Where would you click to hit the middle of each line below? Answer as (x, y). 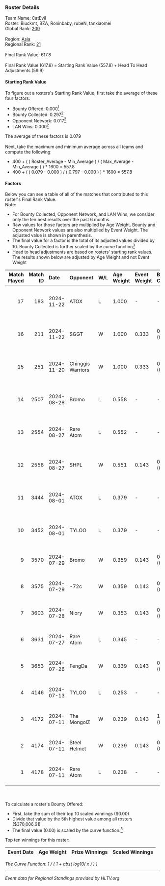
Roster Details (22, 7)
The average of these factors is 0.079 (43, 136)
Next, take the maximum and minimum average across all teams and (74, 147)
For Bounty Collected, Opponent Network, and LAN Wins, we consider (83, 214)
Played (16, 280)
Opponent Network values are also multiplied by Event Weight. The (80, 230)
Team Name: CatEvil (26, 18)
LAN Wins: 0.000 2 (30, 126)
